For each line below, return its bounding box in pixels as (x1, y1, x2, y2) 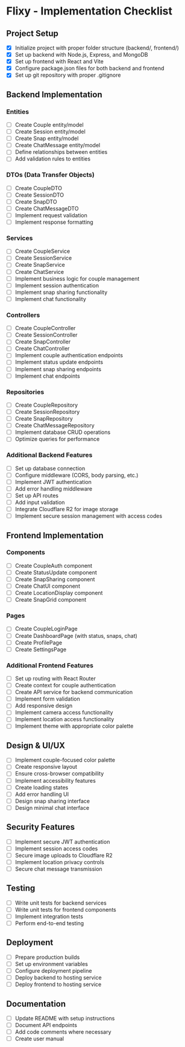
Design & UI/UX (6, 740, 65, 751)
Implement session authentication (14, 282, 99, 289)
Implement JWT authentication (14, 478, 92, 485)
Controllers (6, 311, 40, 319)
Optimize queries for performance (14, 436, 100, 443)
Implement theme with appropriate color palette (14, 722, 134, 730)
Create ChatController (14, 345, 70, 352)
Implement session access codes (14, 845, 98, 852)
